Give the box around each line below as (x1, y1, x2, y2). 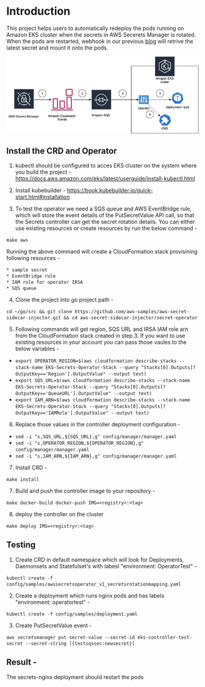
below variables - (15, 345, 59, 352)
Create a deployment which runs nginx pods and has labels (15, 592, 165, 599)
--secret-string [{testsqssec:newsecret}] (25, 641, 135, 647)
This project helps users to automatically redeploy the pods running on (6, 24, 184, 32)
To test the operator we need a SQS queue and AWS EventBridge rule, (15, 205, 192, 212)
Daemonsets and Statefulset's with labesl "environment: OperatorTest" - (15, 562, 197, 570)
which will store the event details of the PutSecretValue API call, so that (15, 212, 195, 218)
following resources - (6, 254, 60, 261)
